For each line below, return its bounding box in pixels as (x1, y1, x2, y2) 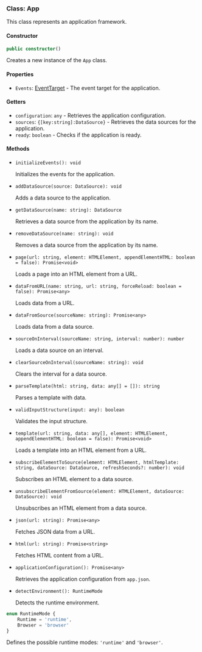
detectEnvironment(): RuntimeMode (15, 588, 103, 594)
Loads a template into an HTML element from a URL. (15, 446, 147, 454)
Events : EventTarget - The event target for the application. (15, 84, 161, 91)
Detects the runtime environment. (15, 599, 100, 606)
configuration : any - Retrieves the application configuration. (15, 112, 166, 119)
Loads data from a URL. (15, 299, 75, 306)
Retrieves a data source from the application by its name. (15, 218, 158, 225)
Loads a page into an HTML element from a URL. (15, 270, 138, 278)
